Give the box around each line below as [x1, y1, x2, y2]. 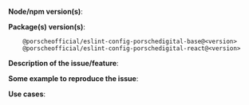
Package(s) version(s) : [8, 22, 85, 31]
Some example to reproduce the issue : [8, 74, 139, 83]
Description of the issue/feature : [8, 59, 119, 68]
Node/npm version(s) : [8, 7, 84, 16]
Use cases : [8, 89, 46, 99]
